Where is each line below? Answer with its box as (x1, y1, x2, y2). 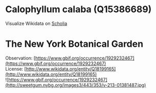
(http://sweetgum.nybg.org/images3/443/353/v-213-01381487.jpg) (5, 82, 146, 88)
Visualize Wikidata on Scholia (5, 20, 68, 26)
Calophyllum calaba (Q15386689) (5, 4, 152, 15)
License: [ (5, 66, 27, 72)
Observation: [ (5, 55, 36, 61)
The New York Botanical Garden (5, 38, 144, 50)
